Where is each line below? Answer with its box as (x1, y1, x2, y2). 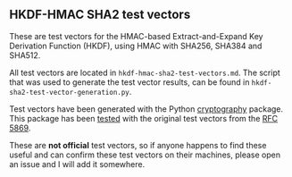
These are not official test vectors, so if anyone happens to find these (9, 139, 267, 150)
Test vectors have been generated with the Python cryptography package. (9, 103, 284, 114)
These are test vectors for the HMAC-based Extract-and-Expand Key (9, 30, 263, 41)
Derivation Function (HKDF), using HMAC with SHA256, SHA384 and (9, 40, 263, 51)
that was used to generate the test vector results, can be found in (9, 76, 250, 88)
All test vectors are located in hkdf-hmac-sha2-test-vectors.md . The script (9, 67, 281, 78)
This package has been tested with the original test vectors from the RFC (9, 113, 279, 123)
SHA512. (9, 49, 41, 61)
